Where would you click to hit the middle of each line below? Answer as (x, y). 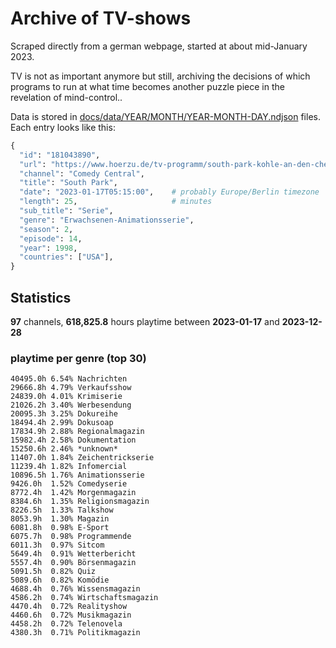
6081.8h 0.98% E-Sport (60, 528)
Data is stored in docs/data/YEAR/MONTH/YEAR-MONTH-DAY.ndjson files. (165, 116)
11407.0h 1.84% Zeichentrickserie (82, 458)
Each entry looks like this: (63, 127)
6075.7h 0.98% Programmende (71, 537)
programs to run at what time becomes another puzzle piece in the (147, 86)
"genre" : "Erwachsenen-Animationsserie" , (107, 220)
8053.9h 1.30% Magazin (60, 519)
